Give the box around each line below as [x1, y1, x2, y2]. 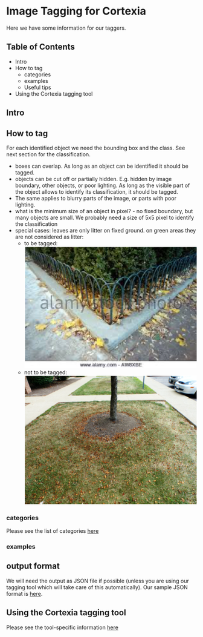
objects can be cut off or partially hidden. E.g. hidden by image [14, 175, 172, 182]
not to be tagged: [24, 368, 68, 376]
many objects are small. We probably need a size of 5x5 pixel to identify [14, 214, 195, 221]
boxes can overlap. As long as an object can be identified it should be [14, 162, 188, 170]
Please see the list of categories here [6, 527, 99, 535]
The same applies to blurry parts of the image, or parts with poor [14, 194, 177, 202]
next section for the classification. [6, 150, 91, 158]
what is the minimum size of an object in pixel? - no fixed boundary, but [14, 207, 193, 214]
